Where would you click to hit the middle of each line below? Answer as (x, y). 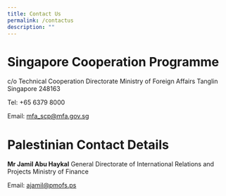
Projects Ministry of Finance (48, 172)
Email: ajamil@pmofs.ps (42, 185)
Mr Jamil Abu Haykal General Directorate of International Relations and (111, 164)
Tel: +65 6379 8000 (36, 102)
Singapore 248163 (34, 89)
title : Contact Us (34, 14)
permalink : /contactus (40, 20)
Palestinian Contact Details (88, 145)
